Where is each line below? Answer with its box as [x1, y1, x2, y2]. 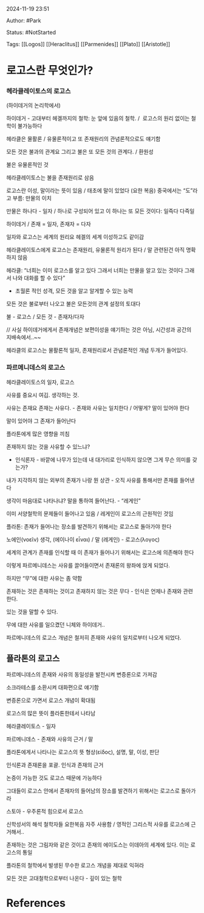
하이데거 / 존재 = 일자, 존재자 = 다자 [6, 220, 91, 227]
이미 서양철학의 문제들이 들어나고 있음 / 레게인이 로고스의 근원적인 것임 [6, 510, 174, 517]
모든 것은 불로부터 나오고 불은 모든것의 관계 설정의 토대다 [6, 300, 141, 308]
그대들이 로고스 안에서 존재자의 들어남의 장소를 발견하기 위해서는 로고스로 [6, 787, 180, 794]
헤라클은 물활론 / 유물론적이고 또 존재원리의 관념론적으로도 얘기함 [6, 135, 161, 142]
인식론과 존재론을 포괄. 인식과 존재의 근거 [6, 761, 104, 768]
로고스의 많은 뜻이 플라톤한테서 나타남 [6, 709, 96, 717]
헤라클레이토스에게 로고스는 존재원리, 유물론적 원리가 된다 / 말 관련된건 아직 [6, 246, 185, 254]
